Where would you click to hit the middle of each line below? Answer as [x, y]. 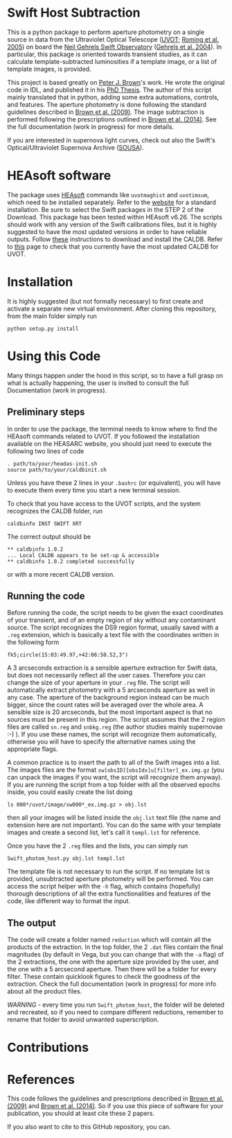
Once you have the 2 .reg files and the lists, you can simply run [98, 846]
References [41, 1079]
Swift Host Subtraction [74, 13]
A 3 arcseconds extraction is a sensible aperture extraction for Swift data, [112, 668]
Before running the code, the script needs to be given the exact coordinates [115, 613]
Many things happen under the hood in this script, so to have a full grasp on [115, 375]
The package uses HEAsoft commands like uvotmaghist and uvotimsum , [108, 195]
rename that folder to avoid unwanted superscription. [83, 1020]
